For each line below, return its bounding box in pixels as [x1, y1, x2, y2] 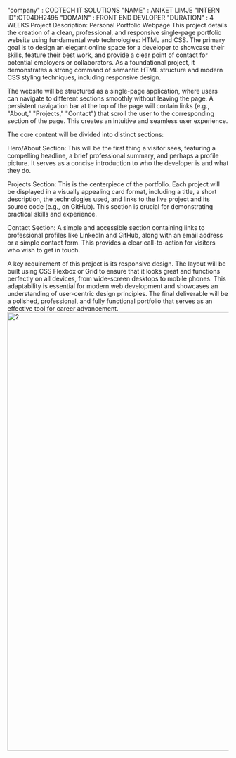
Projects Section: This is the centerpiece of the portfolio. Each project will [7, 180, 220, 188]
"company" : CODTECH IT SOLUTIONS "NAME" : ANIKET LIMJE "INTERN [7, 6, 220, 14]
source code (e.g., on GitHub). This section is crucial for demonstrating [7, 203, 214, 210]
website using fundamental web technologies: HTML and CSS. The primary [7, 36, 225, 44]
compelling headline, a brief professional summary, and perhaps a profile [7, 151, 219, 160]
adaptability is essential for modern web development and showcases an [7, 282, 218, 290]
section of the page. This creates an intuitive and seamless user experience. [7, 117, 228, 125]
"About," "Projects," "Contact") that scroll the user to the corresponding [7, 109, 214, 117]
